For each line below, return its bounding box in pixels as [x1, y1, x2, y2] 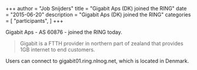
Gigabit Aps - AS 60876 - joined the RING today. [5, 29, 123, 36]
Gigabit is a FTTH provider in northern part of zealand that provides [19, 40, 183, 47]
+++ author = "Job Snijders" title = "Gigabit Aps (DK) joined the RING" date [5, 5, 187, 12]
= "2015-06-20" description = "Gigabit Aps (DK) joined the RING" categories [5, 11, 191, 18]
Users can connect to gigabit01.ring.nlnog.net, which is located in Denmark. [5, 58, 189, 64]
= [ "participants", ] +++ [5, 17, 64, 24]
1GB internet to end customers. [19, 46, 95, 53]
